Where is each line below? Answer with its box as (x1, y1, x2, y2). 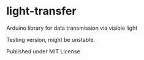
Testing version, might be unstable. (6, 36, 96, 43)
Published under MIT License (6, 47, 81, 55)
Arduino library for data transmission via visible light (6, 24, 138, 32)
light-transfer (6, 4, 77, 18)
